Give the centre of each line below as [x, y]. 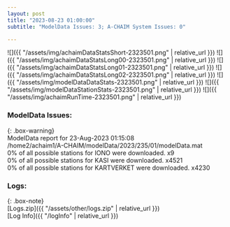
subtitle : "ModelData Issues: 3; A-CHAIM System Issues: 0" [97, 27]
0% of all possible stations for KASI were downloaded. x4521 [95, 160]
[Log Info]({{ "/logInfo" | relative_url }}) [63, 215]
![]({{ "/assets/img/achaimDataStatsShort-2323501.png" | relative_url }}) [111, 52]
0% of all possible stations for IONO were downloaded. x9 [91, 153]
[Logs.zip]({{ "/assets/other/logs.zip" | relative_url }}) [84, 208]
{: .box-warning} [31, 131]
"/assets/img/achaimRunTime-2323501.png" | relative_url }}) [94, 97]
